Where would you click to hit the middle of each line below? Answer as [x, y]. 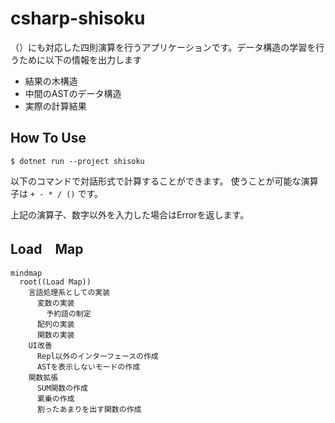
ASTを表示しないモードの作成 [88, 367]
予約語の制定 [69, 313]
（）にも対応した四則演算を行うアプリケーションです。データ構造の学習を [163, 47]
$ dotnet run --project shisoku [77, 161]
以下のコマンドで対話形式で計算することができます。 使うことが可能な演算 [164, 181]
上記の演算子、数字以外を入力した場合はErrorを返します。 [130, 214]
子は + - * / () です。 [57, 193]
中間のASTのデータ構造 [73, 93]
